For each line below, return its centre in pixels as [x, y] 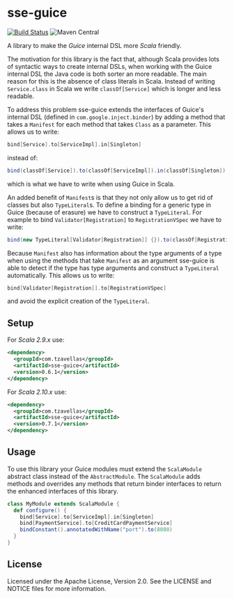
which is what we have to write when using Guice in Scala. [91, 184]
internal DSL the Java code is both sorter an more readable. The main [107, 74]
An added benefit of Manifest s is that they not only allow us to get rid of [110, 197]
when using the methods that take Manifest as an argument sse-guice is [111, 260]
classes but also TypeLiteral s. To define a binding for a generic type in [109, 205]
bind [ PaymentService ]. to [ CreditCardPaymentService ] [96, 524]
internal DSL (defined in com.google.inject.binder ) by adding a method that [116, 117]
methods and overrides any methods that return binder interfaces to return [114, 483]
